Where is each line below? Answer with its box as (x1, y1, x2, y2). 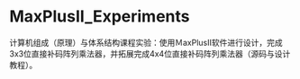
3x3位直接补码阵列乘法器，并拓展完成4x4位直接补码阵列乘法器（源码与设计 (9, 48, 291, 59)
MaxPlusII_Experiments (9, 6, 191, 27)
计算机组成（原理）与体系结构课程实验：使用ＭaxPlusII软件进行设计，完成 (9, 37, 284, 48)
